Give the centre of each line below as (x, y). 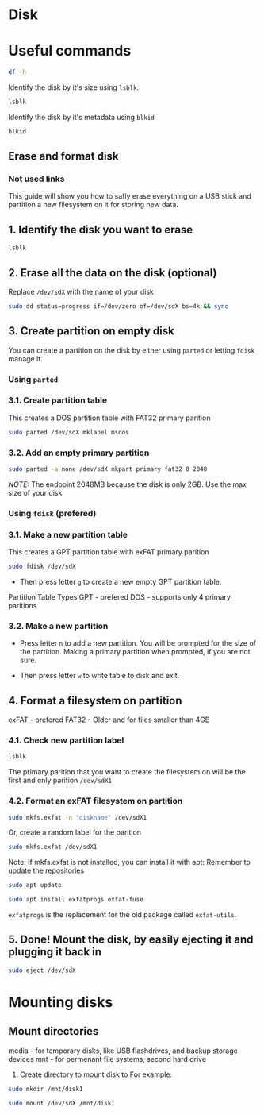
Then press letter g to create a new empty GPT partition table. (121, 581)
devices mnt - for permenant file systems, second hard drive (107, 1059)
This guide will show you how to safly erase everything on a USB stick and (130, 196)
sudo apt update (35, 885)
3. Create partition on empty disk (91, 331)
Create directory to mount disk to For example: (96, 1074)
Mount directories (54, 1031)
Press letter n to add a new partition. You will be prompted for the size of (138, 643)
